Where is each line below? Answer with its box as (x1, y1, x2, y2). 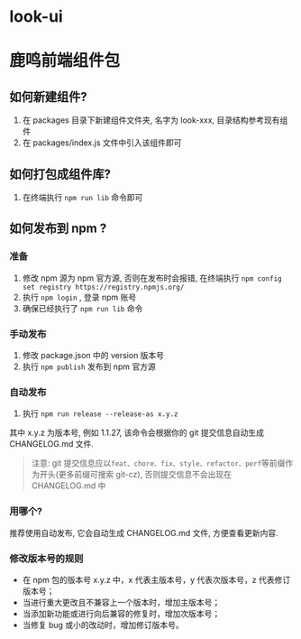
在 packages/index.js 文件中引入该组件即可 (22, 137, 182, 148)
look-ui (9, 6, 63, 27)
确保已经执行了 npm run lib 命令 (22, 302, 143, 313)
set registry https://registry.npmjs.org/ (22, 282, 185, 292)
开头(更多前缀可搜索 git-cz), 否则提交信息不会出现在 (39, 469, 233, 480)
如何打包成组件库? (9, 166, 111, 181)
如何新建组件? (9, 88, 87, 105)
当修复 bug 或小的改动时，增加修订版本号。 (22, 619, 185, 630)
